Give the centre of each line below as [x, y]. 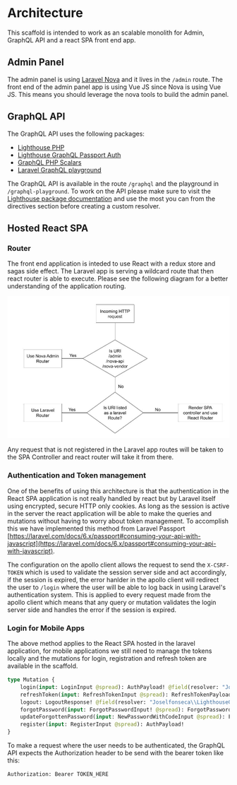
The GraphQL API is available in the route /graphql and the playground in [113, 183]
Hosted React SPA [48, 228]
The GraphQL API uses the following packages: [76, 134]
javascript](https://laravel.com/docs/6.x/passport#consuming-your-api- [112, 543]
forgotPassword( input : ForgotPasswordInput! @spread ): [102, 709]
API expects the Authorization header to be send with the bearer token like [116, 753]
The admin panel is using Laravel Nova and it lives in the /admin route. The [115, 79]
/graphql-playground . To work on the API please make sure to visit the [109, 191]
